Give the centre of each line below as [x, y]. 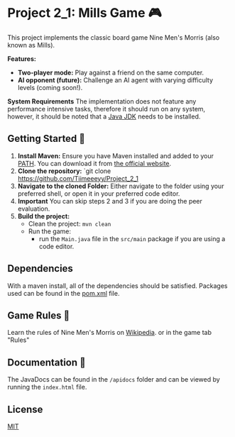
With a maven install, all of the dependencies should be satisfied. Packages [117, 286]
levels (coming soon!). [50, 87]
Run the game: [49, 231]
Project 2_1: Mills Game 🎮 [84, 13]
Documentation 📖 [47, 362]
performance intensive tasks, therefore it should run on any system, [106, 109]
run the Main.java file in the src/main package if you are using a [132, 238]
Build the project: [43, 216]
